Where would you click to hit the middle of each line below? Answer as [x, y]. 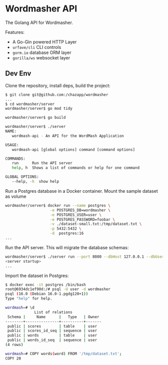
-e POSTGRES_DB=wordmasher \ [80, 210]
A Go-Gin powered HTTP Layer [44, 42]
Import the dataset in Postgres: [37, 276]
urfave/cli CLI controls [37, 47]
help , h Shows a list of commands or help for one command [76, 168]
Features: [15, 32]
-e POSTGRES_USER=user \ [75, 215]
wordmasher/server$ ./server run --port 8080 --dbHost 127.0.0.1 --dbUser [85, 257]
